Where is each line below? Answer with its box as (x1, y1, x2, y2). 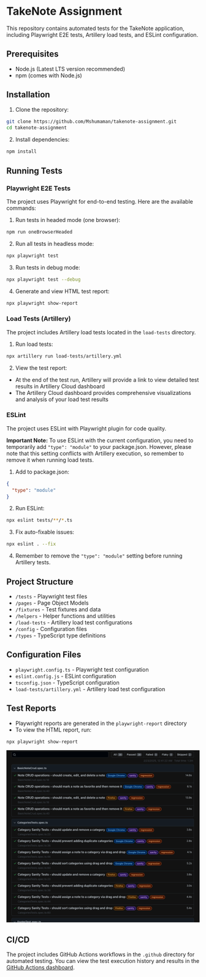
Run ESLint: (15, 505, 45, 512)
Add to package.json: (15, 468, 69, 475)
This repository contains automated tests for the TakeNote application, (6, 25, 185, 32)
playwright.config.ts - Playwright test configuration (15, 665, 149, 673)
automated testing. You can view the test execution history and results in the (6, 957, 200, 965)
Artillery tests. (15, 559, 51, 566)
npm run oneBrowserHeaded (6, 229, 72, 235)
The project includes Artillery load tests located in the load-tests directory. (6, 328, 196, 335)
